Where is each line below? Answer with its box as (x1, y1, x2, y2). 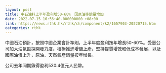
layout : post (5, 7, 32, 12)
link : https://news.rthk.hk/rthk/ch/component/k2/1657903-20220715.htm (5, 21, 156, 26)
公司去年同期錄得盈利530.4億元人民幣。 (5, 63, 86, 69)
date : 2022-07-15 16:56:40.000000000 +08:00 (5, 16, 98, 21)
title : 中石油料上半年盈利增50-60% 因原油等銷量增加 (5, 12, 104, 17)
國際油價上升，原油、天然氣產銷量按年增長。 (5, 52, 96, 58)
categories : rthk (5, 26, 41, 31)
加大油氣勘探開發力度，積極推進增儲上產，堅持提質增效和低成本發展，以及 (9, 46, 161, 52)
